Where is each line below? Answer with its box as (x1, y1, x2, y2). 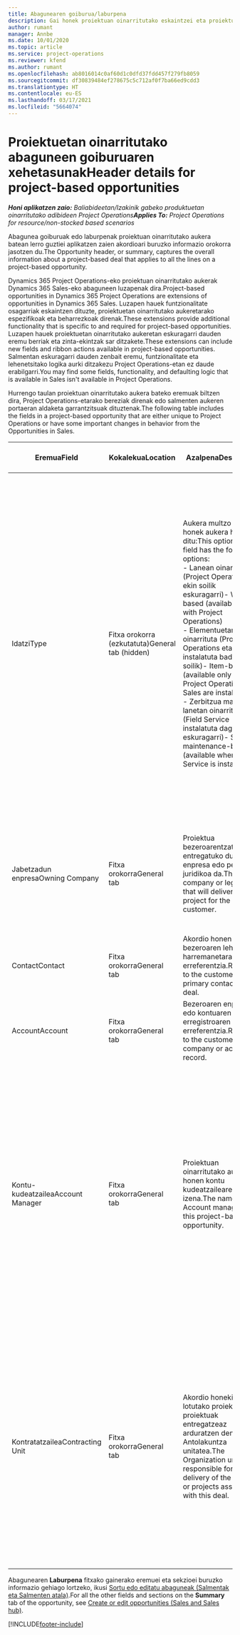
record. (182, 1052, 207, 1062)
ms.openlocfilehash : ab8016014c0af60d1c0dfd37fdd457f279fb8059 (8, 70, 200, 77)
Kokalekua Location (108, 452, 176, 462)
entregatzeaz (182, 1419, 227, 1429)
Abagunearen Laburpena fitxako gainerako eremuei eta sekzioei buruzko (8, 1575, 223, 1584)
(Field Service (182, 714, 230, 724)
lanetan (182, 705, 208, 715)
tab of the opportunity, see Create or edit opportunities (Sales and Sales (8, 1598, 220, 1606)
